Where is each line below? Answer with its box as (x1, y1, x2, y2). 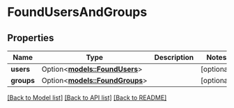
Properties (7, 32, 54, 44)
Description (154, 53, 194, 62)
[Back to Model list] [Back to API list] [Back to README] (7, 93, 167, 102)
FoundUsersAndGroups (7, 4, 148, 20)
